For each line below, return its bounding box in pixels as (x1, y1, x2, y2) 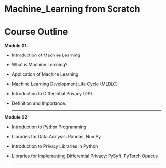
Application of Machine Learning (11, 71, 79, 77)
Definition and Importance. (11, 100, 66, 106)
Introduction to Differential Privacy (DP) (11, 91, 92, 97)
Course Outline (4, 26, 68, 38)
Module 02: (4, 114, 29, 120)
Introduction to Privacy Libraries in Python (11, 143, 98, 149)
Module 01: (4, 43, 28, 49)
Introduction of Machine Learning (11, 52, 80, 58)
